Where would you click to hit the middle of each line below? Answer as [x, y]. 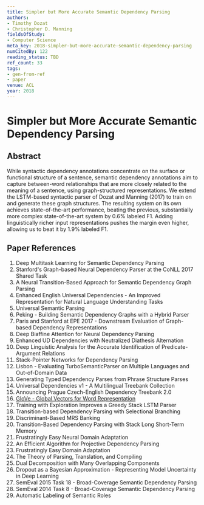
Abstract [24, 156]
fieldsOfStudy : [26, 35]
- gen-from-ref [26, 74]
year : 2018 [21, 91]
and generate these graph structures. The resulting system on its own [94, 203]
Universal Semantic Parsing [50, 308]
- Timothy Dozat [27, 23]
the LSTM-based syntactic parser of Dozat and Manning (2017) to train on [99, 197]
